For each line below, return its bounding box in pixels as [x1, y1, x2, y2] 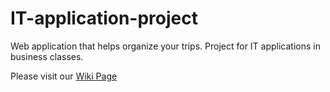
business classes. [10, 50, 84, 62]
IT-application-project [10, 7, 199, 30]
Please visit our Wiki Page [10, 70, 118, 82]
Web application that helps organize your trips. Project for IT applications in [10, 40, 321, 52]
